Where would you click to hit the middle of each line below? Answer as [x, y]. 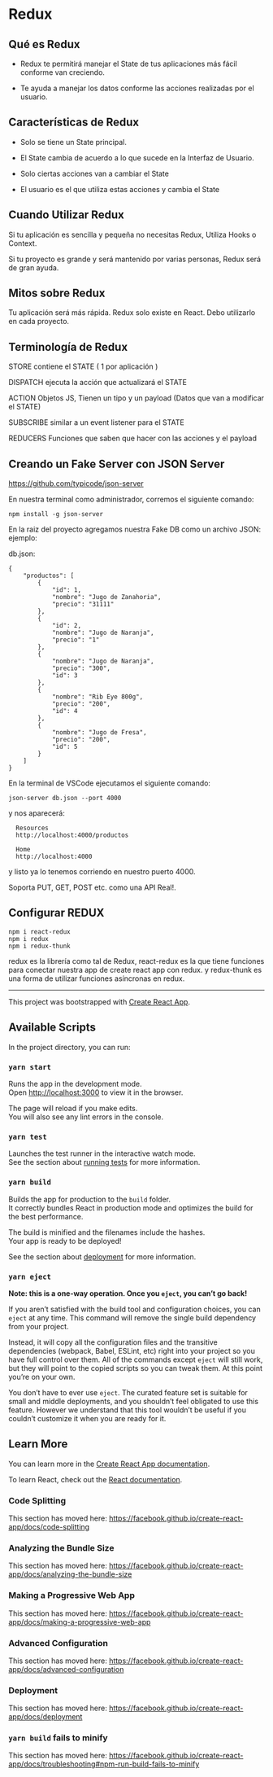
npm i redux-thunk [39, 946]
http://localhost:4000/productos [72, 835]
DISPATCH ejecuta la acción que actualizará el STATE [98, 383]
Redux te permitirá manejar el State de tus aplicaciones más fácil [128, 63]
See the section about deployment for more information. [102, 1256]
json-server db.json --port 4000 [65, 799]
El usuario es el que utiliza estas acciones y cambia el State [120, 189]
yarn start [30, 1067]
